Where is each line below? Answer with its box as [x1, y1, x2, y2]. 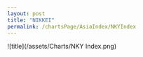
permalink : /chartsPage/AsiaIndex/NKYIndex [7, 23, 137, 30]
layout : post [7, 10, 46, 17]
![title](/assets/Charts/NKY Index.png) [7, 42, 117, 51]
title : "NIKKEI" [7, 17, 55, 24]
